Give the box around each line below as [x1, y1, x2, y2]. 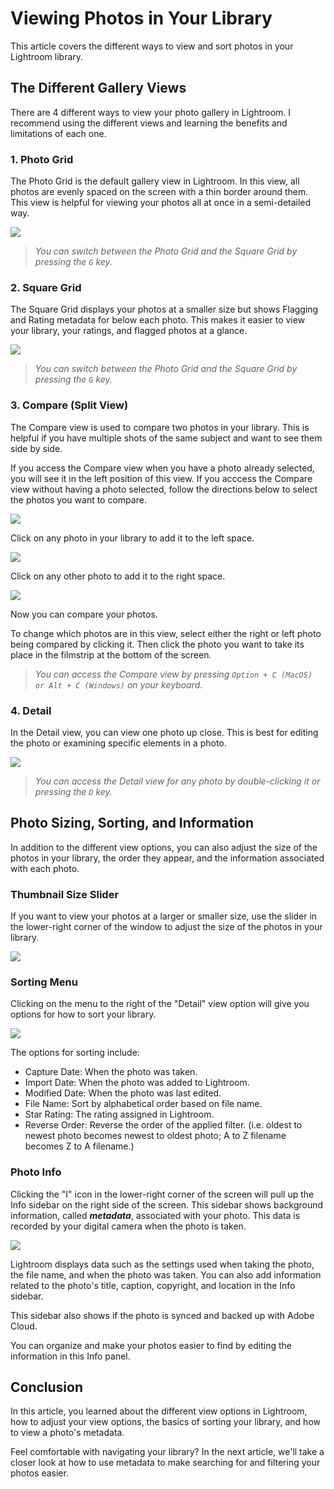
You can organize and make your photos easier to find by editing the [10, 1339, 292, 1351]
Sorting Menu [10, 975, 78, 989]
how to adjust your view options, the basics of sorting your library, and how [10, 1416, 321, 1428]
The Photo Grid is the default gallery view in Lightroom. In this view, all [10, 175, 300, 187]
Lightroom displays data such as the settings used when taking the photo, [10, 1258, 315, 1270]
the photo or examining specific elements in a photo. [10, 737, 227, 749]
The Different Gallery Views [10, 80, 187, 97]
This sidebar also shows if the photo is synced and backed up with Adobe [10, 1309, 315, 1321]
